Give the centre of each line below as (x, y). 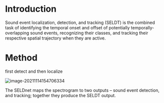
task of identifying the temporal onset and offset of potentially (68, 27)
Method (21, 58)
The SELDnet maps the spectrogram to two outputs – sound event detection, (82, 90)
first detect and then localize (34, 71)
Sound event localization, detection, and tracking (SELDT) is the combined (80, 22)
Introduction (31, 9)
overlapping (17, 33)
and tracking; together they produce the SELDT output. (60, 95)
